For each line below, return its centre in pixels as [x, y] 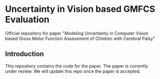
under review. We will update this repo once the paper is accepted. [73, 71]
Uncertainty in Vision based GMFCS [80, 9]
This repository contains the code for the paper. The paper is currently [77, 66]
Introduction [25, 54]
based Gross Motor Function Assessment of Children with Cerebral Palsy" [80, 39]
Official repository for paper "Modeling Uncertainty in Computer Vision [77, 33]
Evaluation [27, 20]
